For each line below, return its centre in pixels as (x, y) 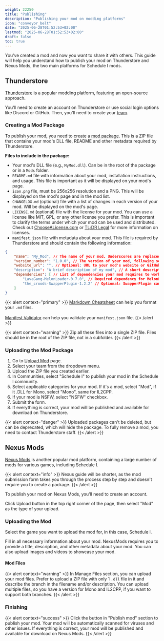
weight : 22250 (20, 10)
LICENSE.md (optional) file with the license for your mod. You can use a (82, 212)
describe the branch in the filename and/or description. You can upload (77, 584)
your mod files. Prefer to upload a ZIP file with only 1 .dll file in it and (75, 579)
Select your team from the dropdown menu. (56, 366)
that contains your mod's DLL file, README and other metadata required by (81, 141)
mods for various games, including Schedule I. (52, 465)
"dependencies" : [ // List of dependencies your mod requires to (82, 275)
